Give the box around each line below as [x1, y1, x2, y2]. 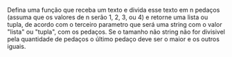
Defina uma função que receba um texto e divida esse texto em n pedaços [7, 6, 220, 14]
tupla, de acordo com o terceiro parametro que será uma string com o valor [7, 21, 223, 28]
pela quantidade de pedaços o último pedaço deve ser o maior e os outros [7, 35, 220, 43]
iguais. [7, 43, 26, 50]
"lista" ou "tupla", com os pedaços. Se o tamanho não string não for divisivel [7, 27, 226, 36]
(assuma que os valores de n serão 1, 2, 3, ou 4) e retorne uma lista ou [7, 13, 208, 21]
